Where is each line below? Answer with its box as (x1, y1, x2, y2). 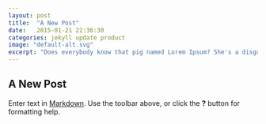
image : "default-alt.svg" (8, 41, 93, 49)
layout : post (8, 11, 51, 20)
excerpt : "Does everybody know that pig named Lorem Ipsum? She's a (8, 48, 239, 56)
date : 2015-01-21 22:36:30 (8, 26, 104, 34)
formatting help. (8, 107, 61, 116)
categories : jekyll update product (8, 33, 126, 42)
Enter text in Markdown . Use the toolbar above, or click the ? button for (8, 98, 240, 107)
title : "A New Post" (8, 19, 80, 27)
